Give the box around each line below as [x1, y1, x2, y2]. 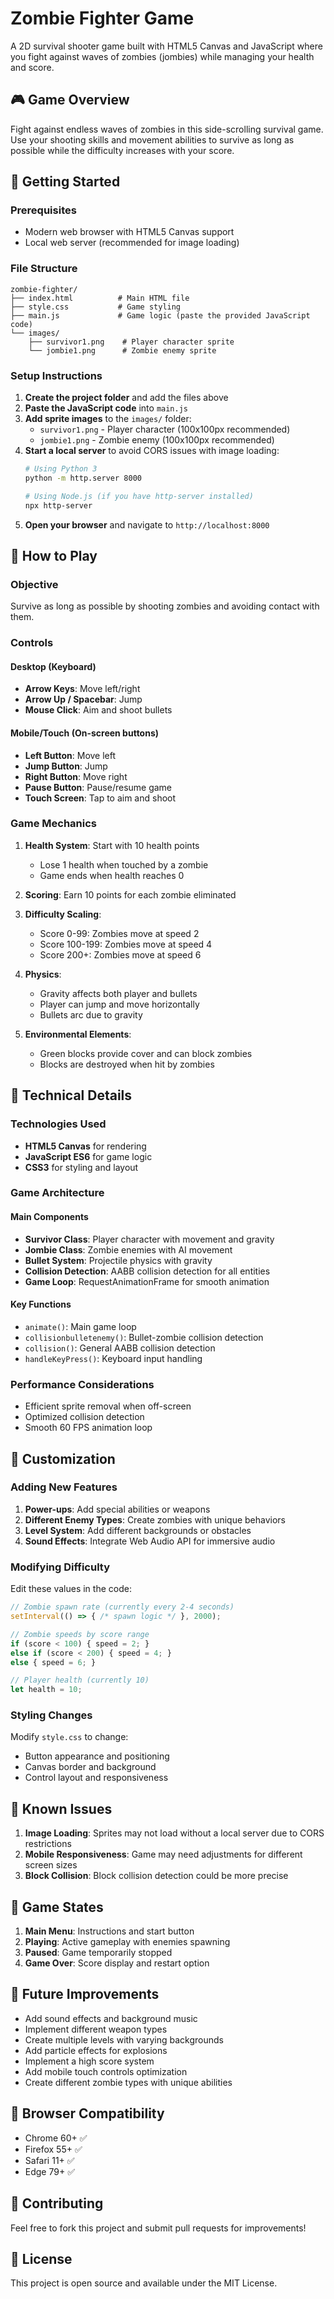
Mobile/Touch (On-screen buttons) [10, 727, 160, 739]
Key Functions [10, 1298, 72, 1311]
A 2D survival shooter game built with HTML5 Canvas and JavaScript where [10, 40, 323, 52]
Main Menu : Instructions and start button [24, 1925, 195, 1937]
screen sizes [24, 1859, 78, 1871]
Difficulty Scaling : [24, 908, 102, 920]
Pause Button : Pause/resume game [24, 781, 173, 793]
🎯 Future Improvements [10, 1986, 160, 2003]
